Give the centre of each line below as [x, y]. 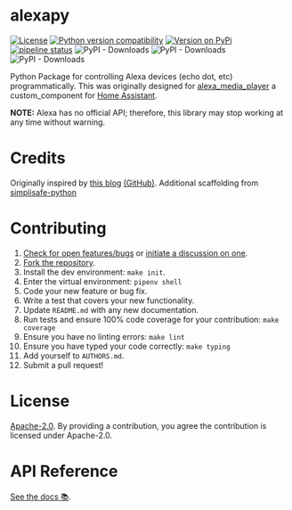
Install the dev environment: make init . [94, 272]
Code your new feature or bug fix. [85, 291]
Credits [38, 158]
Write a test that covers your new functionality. [109, 300]
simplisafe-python [43, 192]
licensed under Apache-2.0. [61, 435]
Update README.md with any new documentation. [111, 309]
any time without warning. [58, 122]
